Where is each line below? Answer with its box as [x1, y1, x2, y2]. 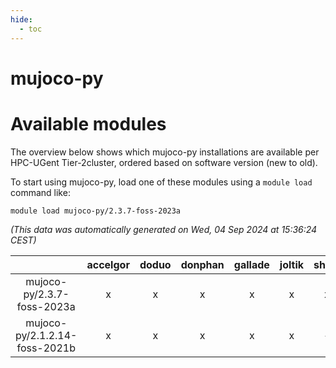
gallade [233, 257, 270, 271]
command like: [10, 186, 71, 198]
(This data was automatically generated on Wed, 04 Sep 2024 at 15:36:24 [10, 223, 318, 235]
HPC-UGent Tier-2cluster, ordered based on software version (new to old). [10, 156, 318, 168]
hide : [10, 14, 33, 25]
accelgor [86, 257, 130, 271]
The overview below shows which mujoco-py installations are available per [10, 146, 320, 158]
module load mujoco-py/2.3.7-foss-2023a [10, 206, 182, 216]
